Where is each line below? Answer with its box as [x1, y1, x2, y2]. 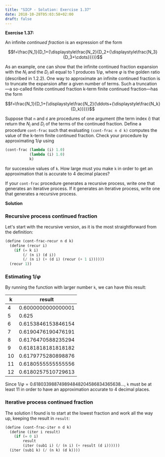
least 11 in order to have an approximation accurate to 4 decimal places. [5, 386, 150, 392]
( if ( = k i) [14, 248, 38, 253]
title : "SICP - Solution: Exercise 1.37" [5, 7, 92, 12]
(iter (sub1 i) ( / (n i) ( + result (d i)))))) [23, 443, 120, 448]
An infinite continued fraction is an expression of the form [5, 39, 122, 45]
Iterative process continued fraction [5, 399, 94, 406]
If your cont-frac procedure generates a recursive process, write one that [5, 180, 155, 186]
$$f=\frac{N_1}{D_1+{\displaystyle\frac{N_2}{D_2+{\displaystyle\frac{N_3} [8, 49, 158, 55]
